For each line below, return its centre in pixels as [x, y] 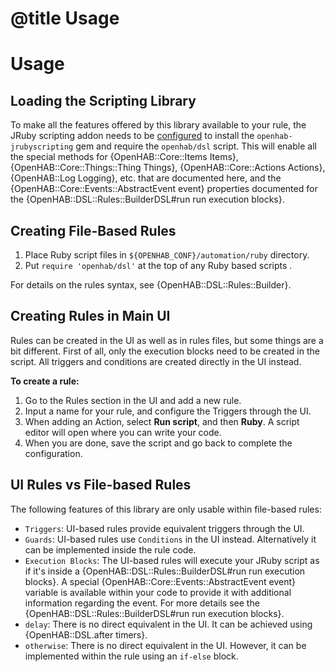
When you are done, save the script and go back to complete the [158, 443]
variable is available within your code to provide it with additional [158, 592]
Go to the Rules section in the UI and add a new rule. [133, 400]
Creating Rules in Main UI [90, 316]
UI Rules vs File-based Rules [101, 485]
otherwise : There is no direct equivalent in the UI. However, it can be [165, 645]
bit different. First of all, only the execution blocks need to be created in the [165, 351]
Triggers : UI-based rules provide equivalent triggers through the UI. [164, 528]
